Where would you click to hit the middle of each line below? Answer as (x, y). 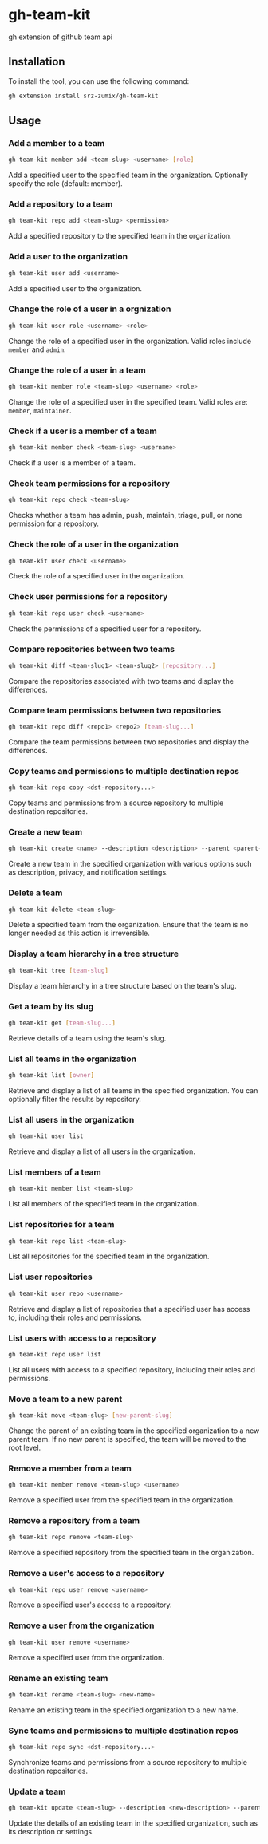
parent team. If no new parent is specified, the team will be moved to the (127, 1439)
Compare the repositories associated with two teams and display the (121, 681)
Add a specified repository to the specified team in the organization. (120, 236)
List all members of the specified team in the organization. (104, 1204)
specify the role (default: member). (66, 184)
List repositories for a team (61, 1225)
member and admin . (37, 349)
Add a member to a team (57, 143)
